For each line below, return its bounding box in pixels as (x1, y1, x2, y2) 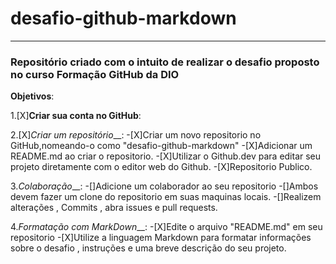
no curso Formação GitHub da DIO (10, 67, 180, 81)
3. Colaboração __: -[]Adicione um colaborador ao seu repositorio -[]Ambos (10, 180, 319, 192)
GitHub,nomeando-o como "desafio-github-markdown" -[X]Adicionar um (10, 140, 313, 152)
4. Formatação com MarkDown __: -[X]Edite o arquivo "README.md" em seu (10, 221, 323, 233)
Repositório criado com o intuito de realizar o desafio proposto (10, 55, 320, 69)
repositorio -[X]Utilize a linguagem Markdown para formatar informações (10, 232, 312, 244)
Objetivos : (10, 90, 55, 102)
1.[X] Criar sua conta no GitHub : (10, 110, 142, 122)
